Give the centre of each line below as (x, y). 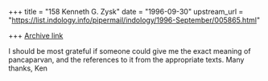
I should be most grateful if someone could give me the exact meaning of (130, 51)
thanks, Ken (28, 68)
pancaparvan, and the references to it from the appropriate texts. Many (126, 60)
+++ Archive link (36, 36)
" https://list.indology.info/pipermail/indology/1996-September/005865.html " (134, 20)
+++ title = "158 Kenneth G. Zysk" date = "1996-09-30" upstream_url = (126, 12)
